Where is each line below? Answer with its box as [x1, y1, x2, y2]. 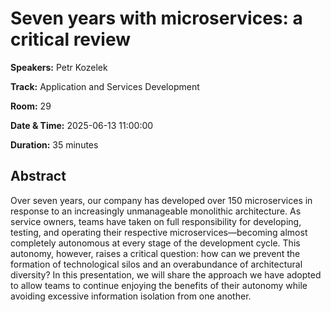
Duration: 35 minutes [10, 138, 99, 151]
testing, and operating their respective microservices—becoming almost [10, 226, 308, 238]
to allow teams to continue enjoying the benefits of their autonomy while [10, 279, 308, 291]
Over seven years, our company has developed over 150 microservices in [10, 194, 313, 206]
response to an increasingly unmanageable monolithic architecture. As [10, 205, 302, 217]
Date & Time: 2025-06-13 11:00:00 [10, 119, 154, 131]
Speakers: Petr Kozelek [10, 61, 108, 73]
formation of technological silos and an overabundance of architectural [10, 258, 303, 270]
